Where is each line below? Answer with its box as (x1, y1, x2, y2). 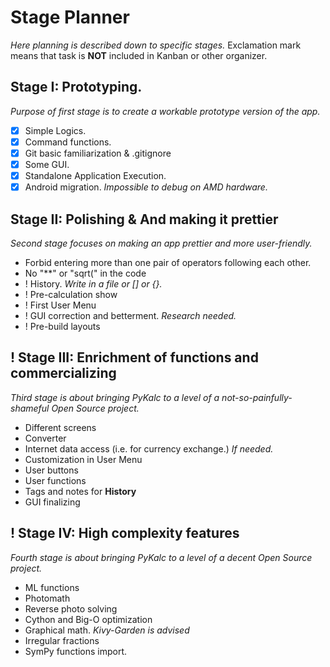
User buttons (24, 464, 79, 476)
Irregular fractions (24, 634, 100, 646)
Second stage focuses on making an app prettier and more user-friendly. (10, 237, 313, 249)
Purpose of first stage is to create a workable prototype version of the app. (10, 105, 321, 117)
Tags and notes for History (24, 485, 137, 497)
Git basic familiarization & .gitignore (24, 147, 172, 159)
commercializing (10, 365, 117, 382)
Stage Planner (10, 6, 130, 29)
